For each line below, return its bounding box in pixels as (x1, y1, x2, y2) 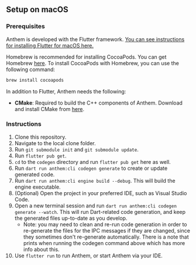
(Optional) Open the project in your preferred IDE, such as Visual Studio (14, 189, 187, 196)
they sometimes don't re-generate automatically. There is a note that (23, 233, 189, 240)
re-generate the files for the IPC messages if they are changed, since (23, 227, 190, 234)
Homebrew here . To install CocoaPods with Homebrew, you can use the (6, 59, 180, 66)
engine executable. (14, 183, 61, 190)
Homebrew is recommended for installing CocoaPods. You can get (6, 53, 167, 61)
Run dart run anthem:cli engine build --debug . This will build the (14, 177, 176, 184)
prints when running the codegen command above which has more (23, 239, 185, 246)
